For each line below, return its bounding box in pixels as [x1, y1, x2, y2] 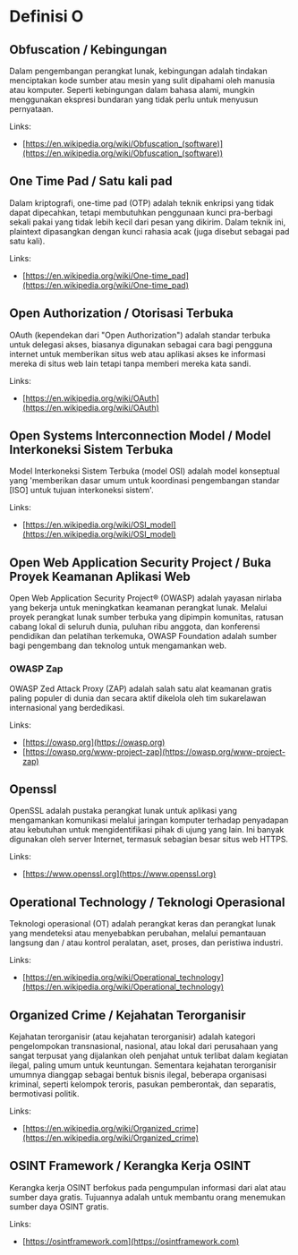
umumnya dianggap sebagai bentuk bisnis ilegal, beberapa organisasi [9, 1069, 267, 1080]
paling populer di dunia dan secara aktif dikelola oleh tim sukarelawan [9, 692, 267, 704]
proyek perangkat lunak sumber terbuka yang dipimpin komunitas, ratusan [9, 611, 284, 623]
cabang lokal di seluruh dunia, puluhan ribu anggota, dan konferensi [9, 621, 260, 632]
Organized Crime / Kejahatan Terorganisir [9, 1007, 246, 1022]
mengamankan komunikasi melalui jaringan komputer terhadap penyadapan [9, 815, 289, 825]
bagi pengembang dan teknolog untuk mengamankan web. [9, 640, 227, 651]
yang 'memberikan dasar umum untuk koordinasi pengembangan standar [9, 475, 280, 486]
